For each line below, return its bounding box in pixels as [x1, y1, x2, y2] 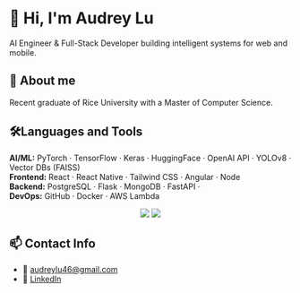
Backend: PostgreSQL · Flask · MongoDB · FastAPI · [9, 181, 201, 192]
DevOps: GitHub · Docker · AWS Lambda [9, 190, 160, 201]
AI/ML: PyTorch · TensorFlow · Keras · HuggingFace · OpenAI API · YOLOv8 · [9, 152, 292, 163]
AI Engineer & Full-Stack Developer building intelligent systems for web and [9, 38, 288, 48]
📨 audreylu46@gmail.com [21, 264, 118, 275]
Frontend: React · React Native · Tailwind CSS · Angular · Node [9, 171, 241, 182]
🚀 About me [9, 73, 76, 89]
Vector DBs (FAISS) [9, 161, 81, 173]
